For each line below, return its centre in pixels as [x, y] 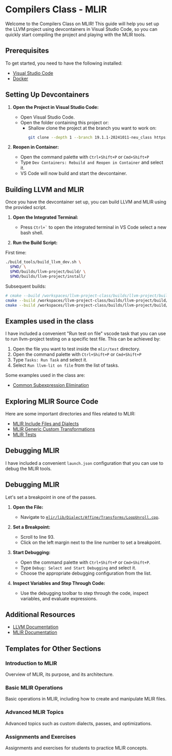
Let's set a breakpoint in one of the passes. [51, 497]
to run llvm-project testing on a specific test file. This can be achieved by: [83, 339]
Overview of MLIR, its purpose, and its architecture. [60, 674]
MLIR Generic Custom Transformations [54, 429]
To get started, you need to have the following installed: [64, 63]
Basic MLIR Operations [34, 688]
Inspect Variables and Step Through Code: [59, 583]
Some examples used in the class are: [45, 375]
